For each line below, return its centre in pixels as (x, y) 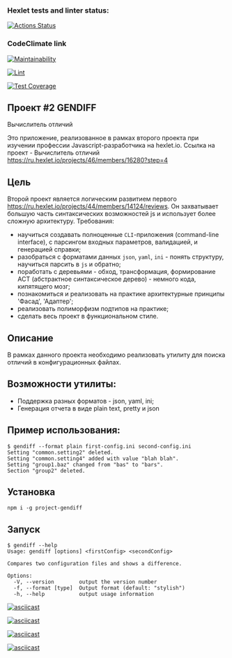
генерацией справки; (49, 250)
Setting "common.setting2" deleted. (60, 452)
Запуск (24, 529)
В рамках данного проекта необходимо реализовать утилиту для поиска (116, 355)
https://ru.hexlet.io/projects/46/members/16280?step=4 (88, 160)
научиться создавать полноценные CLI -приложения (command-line (118, 235)
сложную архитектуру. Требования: (61, 221)
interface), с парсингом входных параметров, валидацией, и (108, 242)
